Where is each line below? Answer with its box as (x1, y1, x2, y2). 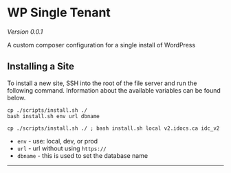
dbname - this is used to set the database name (16, 151, 148, 159)
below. (7, 93, 26, 102)
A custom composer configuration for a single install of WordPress (7, 41, 196, 49)
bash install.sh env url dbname (7, 113, 100, 119)
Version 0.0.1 (7, 27, 43, 36)
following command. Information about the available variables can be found (7, 86, 221, 94)
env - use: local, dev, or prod (16, 137, 98, 145)
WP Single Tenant (7, 5, 111, 21)
